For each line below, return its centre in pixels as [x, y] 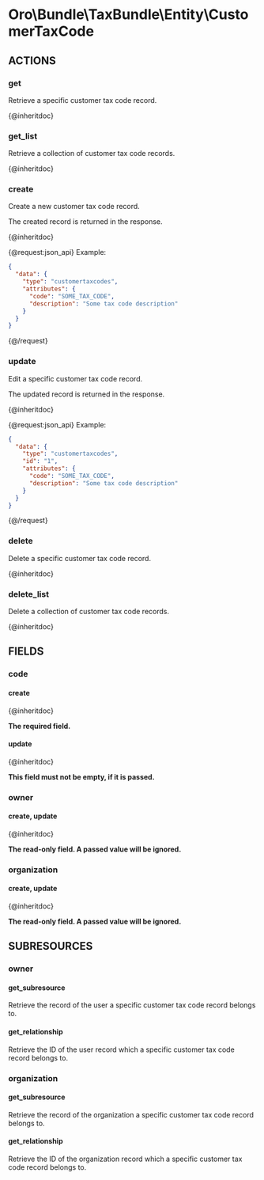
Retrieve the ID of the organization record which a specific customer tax [125, 1159]
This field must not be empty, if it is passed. [82, 776]
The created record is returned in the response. [86, 222]
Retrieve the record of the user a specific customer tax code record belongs [132, 1005]
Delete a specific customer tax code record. [80, 558]
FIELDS [26, 652]
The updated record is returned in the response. [87, 394]
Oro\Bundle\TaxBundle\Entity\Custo [128, 15]
